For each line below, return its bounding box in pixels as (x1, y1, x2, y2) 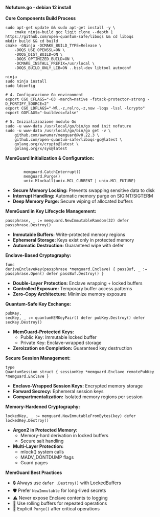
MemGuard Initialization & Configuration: (5, 155, 95, 161)
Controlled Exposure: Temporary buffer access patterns (12, 286, 132, 291)
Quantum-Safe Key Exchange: (5, 301, 72, 307)
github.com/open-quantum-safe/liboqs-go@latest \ (14, 137, 123, 142)
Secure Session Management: (5, 355, 71, 361)
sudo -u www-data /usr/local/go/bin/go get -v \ (5, 128, 111, 133)
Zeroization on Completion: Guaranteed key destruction (12, 345, 132, 351)
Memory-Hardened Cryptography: (5, 404, 80, 410)
